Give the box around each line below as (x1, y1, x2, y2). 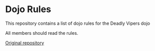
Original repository (5, 39, 45, 46)
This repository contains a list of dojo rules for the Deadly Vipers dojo (5, 20, 150, 26)
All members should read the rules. (5, 30, 79, 36)
